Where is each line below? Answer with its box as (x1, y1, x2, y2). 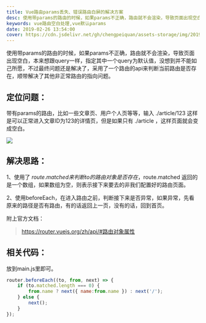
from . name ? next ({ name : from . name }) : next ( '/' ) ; (28, 289, 164, 295)
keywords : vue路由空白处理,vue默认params (6, 20, 106, 26)
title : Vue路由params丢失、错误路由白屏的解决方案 (6, 9, 124, 15)
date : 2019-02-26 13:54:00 (6, 26, 75, 32)
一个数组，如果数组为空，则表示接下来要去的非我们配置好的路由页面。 (11, 181, 189, 188)
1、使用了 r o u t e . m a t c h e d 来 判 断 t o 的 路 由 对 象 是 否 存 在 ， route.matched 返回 (6, 173, 193, 181)
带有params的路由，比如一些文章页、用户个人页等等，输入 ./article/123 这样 (6, 109, 198, 116)
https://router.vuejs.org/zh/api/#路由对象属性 (21, 227, 135, 235)
